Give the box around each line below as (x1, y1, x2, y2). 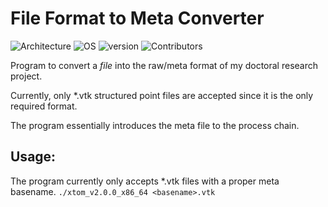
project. (10, 70, 43, 82)
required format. (10, 100, 78, 112)
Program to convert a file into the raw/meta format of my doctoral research (10, 59, 319, 71)
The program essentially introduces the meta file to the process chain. (10, 119, 300, 131)
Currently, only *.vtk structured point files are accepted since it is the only (10, 89, 314, 101)
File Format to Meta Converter (10, 7, 265, 30)
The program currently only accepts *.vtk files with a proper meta (10, 175, 280, 187)
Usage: (10, 148, 57, 166)
